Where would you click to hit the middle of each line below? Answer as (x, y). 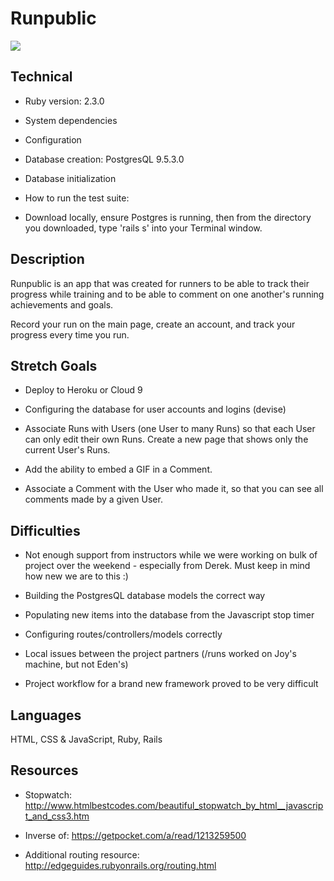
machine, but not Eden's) (76, 664)
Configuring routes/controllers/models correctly (123, 634)
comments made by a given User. (93, 499)
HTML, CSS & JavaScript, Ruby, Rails (86, 739)
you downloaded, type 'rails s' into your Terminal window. (143, 228)
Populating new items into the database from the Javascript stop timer (169, 615)
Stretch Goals (54, 365)
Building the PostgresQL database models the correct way (145, 596)
